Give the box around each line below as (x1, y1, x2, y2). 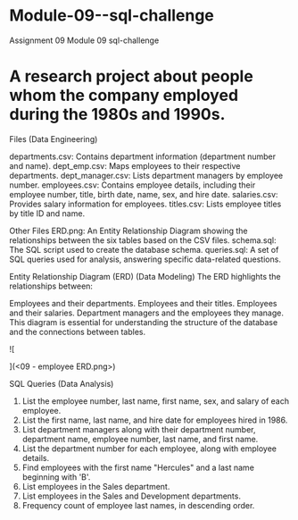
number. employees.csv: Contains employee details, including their (9, 180, 256, 190)
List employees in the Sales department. (21, 481, 170, 491)
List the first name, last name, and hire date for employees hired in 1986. (21, 415, 288, 425)
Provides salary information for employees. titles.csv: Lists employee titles (9, 198, 282, 209)
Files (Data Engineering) (9, 133, 98, 144)
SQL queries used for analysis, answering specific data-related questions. (9, 254, 281, 264)
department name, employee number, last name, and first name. (21, 433, 259, 444)
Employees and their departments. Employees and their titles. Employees (9, 298, 277, 308)
